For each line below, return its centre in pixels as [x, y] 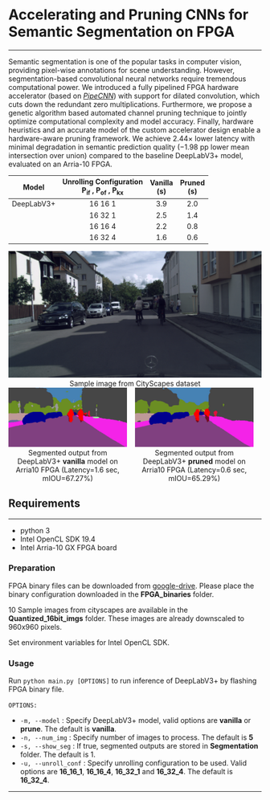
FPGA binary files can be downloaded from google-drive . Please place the [131, 586]
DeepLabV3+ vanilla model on [68, 461]
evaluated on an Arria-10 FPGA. [60, 164]
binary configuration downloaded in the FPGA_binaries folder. [111, 594]
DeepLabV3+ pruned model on [194, 461]
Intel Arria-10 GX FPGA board [68, 547]
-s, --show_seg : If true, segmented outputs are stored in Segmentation [139, 746]
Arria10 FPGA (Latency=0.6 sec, [194, 469]
